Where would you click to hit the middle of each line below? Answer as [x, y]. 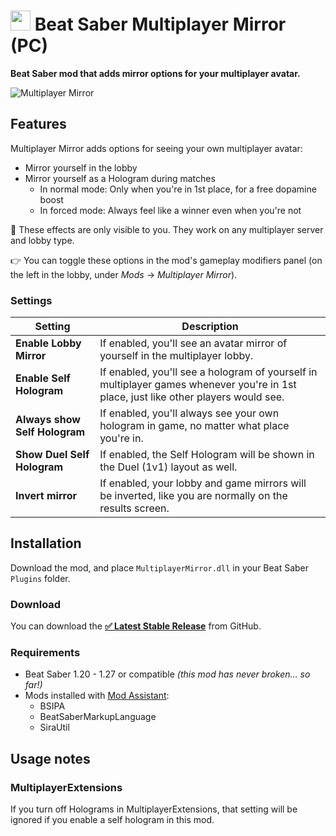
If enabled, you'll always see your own [189, 413]
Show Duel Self [52, 455]
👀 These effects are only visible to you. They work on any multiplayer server [167, 229]
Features [38, 124]
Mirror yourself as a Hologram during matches [120, 178]
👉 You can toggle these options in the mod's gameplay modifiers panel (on [166, 260]
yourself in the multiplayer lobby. [176, 356]
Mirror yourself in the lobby [81, 167]
